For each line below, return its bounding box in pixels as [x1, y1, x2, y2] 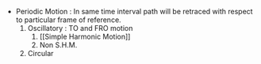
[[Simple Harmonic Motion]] [39, 32, 131, 41]
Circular [27, 49, 54, 58]
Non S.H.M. [39, 40, 78, 50]
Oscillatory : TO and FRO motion [27, 24, 133, 32]
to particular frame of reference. [15, 15, 121, 24]
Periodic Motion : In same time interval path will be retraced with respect [15, 7, 253, 16]
